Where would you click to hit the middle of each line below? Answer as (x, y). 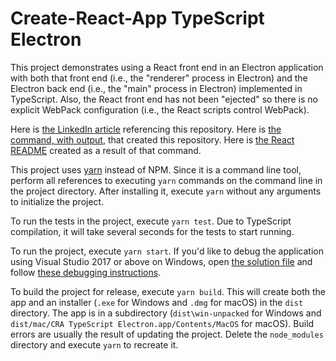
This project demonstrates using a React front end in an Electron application (167, 67)
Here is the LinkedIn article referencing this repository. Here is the (146, 129)
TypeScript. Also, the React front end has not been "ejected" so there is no (164, 99)
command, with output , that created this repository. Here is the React (152, 139)
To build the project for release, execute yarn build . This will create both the (168, 291)
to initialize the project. (57, 201)
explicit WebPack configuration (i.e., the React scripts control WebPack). (160, 109)
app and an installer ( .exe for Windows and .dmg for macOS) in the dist (157, 302)
